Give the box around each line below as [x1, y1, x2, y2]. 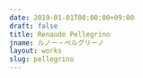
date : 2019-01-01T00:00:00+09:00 [9, 13, 135, 22]
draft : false [9, 22, 58, 30]
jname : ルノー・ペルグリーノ [9, 38, 105, 48]
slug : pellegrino [9, 55, 75, 64]
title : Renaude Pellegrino [9, 30, 111, 39]
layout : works [9, 47, 63, 56]
